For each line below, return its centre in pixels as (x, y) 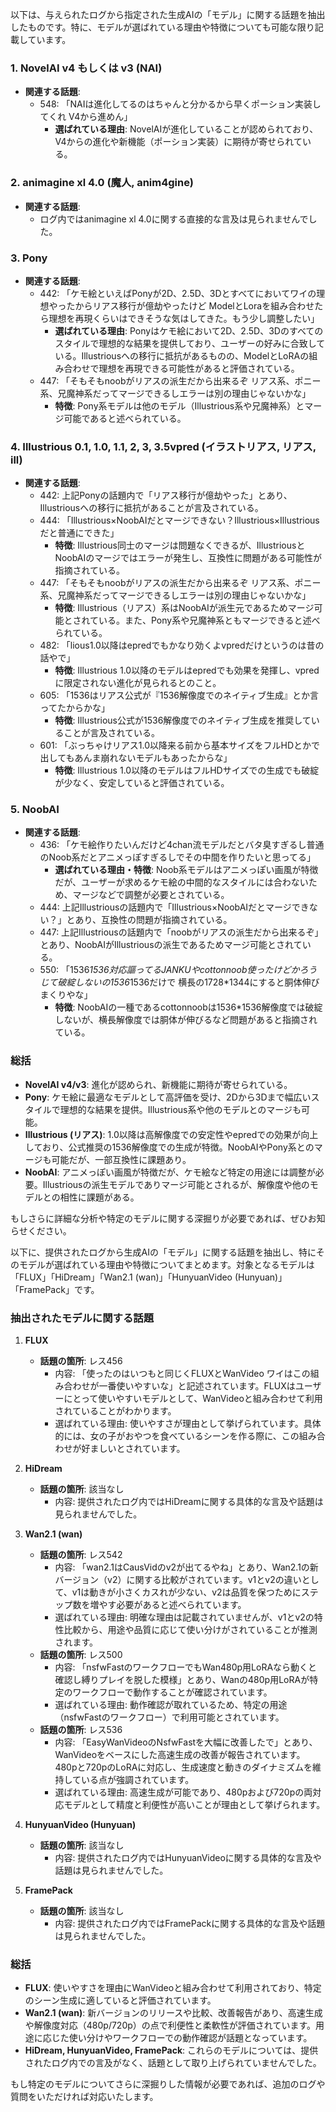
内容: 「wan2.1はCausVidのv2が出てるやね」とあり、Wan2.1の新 (186, 1567)
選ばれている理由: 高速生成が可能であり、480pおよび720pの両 (183, 1792)
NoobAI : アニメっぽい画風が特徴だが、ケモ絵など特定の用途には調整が (170, 1172)
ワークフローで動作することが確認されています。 (172, 1692)
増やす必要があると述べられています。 (168, 1605)
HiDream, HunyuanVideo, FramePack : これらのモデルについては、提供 (171, 2050)
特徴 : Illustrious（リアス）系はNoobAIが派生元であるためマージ (184, 608)
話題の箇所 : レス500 (81, 1655)
